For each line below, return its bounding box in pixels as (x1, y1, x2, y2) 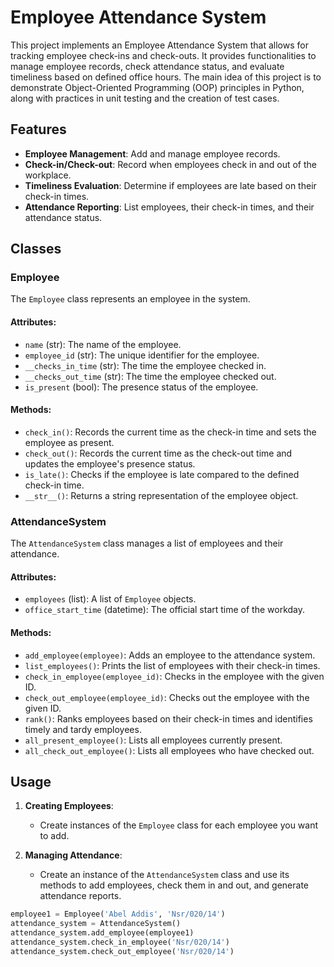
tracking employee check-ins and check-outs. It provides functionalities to (10, 49, 317, 61)
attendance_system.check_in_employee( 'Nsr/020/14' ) (10, 937, 230, 947)
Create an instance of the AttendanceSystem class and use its (39, 869, 290, 881)
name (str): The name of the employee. (24, 338, 182, 350)
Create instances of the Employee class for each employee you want (39, 819, 319, 831)
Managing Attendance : (24, 849, 123, 861)
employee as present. (24, 436, 115, 448)
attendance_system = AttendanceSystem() (10, 919, 182, 929)
